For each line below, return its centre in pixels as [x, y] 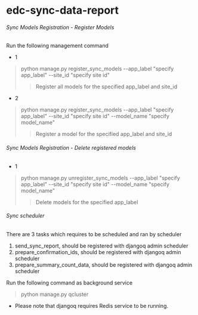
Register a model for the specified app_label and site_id [104, 134]
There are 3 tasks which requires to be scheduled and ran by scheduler [94, 234]
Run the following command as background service [69, 282]
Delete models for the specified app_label [87, 202]
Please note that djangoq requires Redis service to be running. [92, 305]
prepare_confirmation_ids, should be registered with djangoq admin [98, 252]
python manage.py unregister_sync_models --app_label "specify [100, 178]
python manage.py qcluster [55, 294]
